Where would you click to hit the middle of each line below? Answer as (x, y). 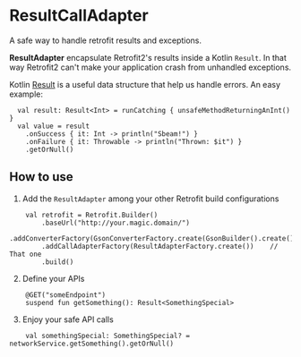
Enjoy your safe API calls (68, 319)
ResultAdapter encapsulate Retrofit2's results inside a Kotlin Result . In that (148, 57)
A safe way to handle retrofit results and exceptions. (106, 40)
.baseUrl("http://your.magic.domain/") (116, 223)
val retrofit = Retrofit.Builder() (92, 215)
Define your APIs (53, 278)
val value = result (54, 126)
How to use (41, 177)
